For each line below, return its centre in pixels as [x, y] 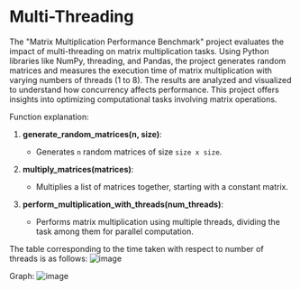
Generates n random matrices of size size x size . [129, 152]
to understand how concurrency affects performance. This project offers [144, 89]
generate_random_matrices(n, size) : [92, 134]
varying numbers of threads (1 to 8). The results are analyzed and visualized [150, 80]
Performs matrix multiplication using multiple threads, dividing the [158, 221]
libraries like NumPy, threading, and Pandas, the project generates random [148, 61]
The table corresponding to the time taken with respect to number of [136, 248]
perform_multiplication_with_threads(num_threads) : [123, 204]
